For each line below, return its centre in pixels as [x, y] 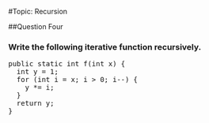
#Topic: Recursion [38, 11]
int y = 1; [38, 72]
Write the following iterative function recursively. [105, 47]
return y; [35, 103]
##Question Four [36, 26]
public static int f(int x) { [67, 64]
